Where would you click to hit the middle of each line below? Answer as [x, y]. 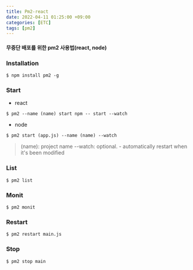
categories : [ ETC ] [29, 22]
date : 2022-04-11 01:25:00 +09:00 [49, 17]
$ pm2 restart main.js [34, 234]
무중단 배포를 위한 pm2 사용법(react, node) [56, 47]
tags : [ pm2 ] [21, 28]
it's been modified [42, 153]
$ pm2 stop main [26, 261]
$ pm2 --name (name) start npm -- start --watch [67, 114]
